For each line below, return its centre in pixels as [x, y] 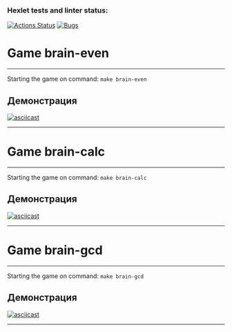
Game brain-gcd [55, 250]
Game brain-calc [56, 152]
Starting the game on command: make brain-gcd [75, 276]
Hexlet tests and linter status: [58, 10]
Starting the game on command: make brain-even [77, 79]
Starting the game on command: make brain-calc [77, 177]
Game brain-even [58, 53]
